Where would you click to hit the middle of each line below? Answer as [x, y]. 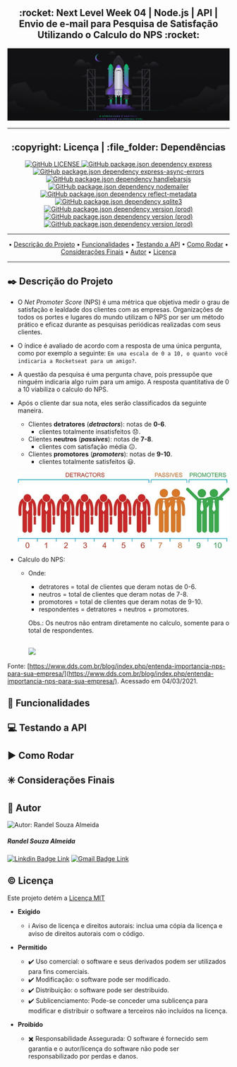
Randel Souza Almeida [41, 841]
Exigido [29, 911]
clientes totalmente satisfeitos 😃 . [87, 461]
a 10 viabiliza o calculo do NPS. [63, 389]
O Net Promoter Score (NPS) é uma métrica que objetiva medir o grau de [123, 302]
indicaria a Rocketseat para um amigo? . [77, 360]
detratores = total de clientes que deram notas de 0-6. [117, 587]
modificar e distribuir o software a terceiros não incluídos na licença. [128, 1011]
